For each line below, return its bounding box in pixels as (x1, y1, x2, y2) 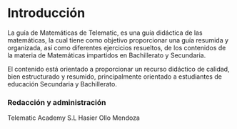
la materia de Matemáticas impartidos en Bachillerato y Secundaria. (7, 51, 206, 60)
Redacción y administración (7, 97, 106, 107)
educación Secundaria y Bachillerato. (7, 79, 118, 88)
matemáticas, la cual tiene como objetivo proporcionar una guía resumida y (7, 35, 229, 44)
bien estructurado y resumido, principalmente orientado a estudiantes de (7, 72, 223, 81)
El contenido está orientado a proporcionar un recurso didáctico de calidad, (7, 64, 230, 73)
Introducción (7, 5, 86, 21)
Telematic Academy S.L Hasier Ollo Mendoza (7, 113, 141, 122)
